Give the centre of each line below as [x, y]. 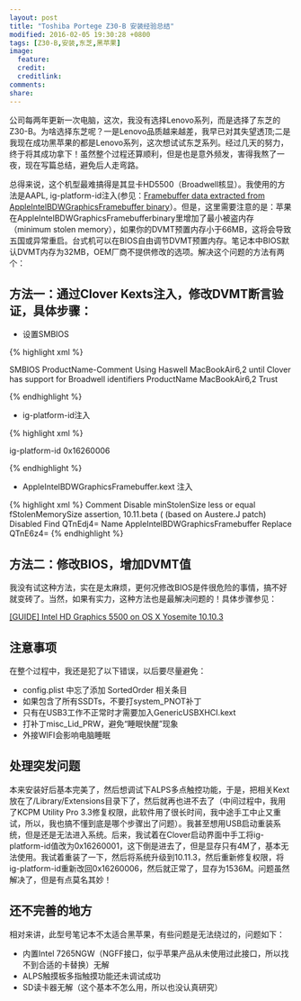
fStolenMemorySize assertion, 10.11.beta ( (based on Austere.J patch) [138, 514]
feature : [34, 59]
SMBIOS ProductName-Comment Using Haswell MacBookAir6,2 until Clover [150, 369]
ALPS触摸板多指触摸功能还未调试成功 [92, 976]
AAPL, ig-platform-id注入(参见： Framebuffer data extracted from [145, 196]
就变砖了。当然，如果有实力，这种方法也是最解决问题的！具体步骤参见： [143, 599]
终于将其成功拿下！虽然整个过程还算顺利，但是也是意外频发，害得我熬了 [143, 153]
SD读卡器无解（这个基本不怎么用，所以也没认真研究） [122, 987]
